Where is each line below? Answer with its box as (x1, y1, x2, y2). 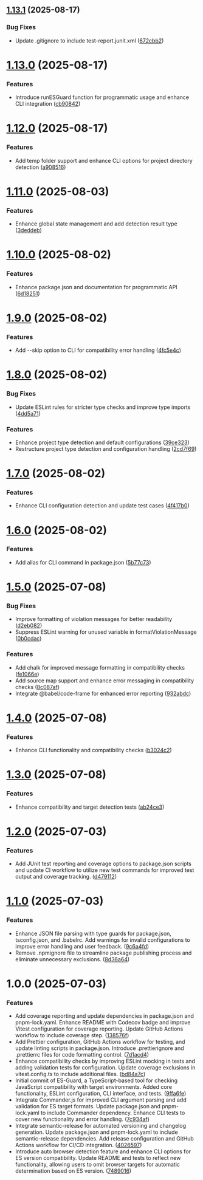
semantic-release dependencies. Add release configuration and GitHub (15, 1135, 194, 1142)
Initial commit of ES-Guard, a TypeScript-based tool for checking (15, 1077, 178, 1084)
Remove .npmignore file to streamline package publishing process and (15, 949, 192, 956)
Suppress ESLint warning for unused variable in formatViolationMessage (15, 628, 197, 636)
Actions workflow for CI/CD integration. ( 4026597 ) (15, 1142, 142, 1149)
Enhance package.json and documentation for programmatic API (15, 283, 177, 290)
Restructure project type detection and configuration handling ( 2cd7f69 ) (15, 445, 197, 452)
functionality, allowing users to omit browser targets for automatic (15, 1161, 181, 1168)
